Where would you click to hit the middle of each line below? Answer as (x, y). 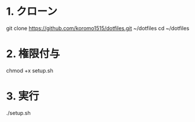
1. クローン (32, 11)
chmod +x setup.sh (30, 70)
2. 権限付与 (33, 54)
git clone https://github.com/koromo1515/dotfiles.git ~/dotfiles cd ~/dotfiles (98, 28)
